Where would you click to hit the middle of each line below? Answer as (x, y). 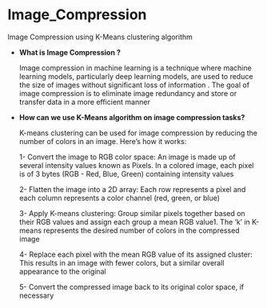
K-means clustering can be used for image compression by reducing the (138, 133)
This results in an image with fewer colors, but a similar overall (122, 262)
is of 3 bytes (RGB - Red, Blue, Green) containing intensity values (126, 174)
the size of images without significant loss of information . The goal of (134, 85)
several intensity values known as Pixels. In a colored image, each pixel (136, 165)
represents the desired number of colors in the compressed (141, 230)
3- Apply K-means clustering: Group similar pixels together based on (132, 213)
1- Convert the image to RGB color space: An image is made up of (128, 157)
